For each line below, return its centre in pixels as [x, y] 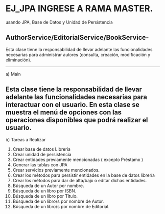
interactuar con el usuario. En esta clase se [72, 105]
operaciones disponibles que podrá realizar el [77, 120]
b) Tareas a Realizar [26, 139]
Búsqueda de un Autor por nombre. [48, 186]
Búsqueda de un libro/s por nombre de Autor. [58, 201]
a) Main [13, 74]
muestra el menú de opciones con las [64, 113]
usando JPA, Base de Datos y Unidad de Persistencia [59, 22]
